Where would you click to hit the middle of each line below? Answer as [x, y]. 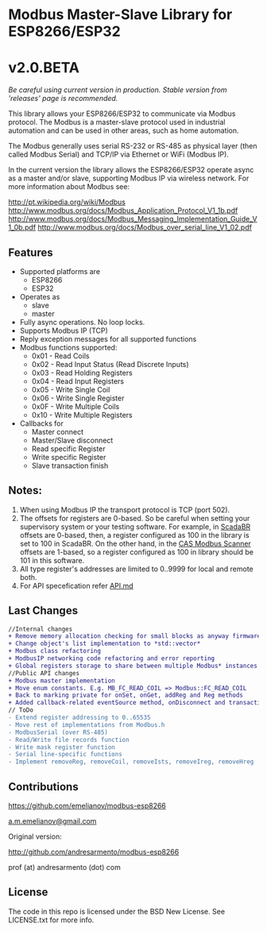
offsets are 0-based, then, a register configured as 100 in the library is [134, 535]
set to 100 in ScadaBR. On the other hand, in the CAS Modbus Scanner [135, 543]
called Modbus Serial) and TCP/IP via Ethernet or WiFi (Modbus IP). [118, 155]
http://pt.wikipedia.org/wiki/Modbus [67, 202]
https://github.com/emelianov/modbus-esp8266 [87, 805]
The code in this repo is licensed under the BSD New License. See [116, 911]
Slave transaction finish [70, 465]
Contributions [43, 787]
